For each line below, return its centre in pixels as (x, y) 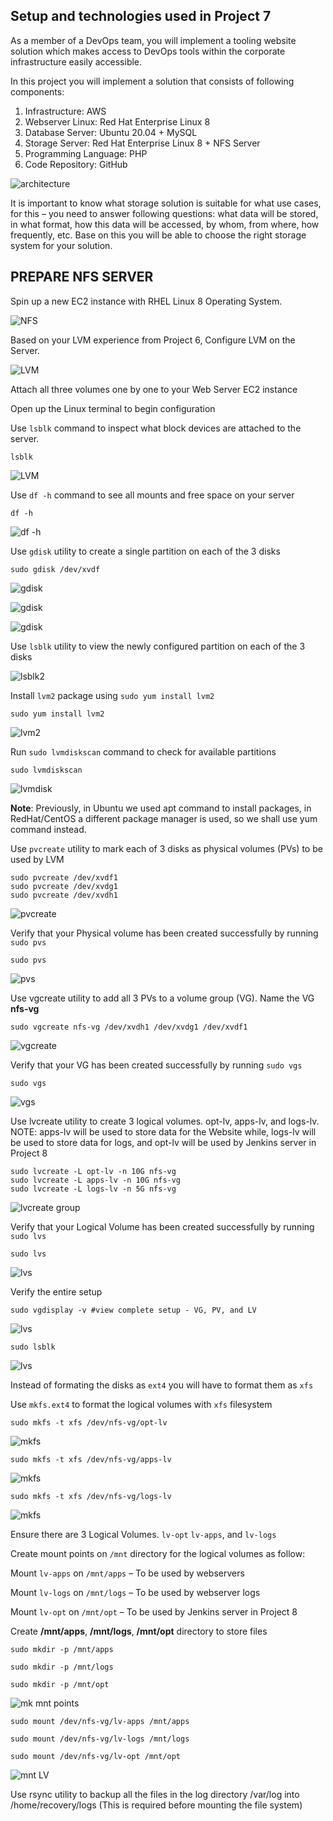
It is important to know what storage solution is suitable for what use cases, (166, 203)
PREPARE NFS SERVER (82, 277)
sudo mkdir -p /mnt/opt (60, 1684)
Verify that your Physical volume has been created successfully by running (164, 933)
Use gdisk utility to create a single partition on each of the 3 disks (145, 551)
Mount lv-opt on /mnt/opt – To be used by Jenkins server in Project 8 (154, 1611)
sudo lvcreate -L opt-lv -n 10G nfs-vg (93, 1171)
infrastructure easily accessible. (76, 61)
